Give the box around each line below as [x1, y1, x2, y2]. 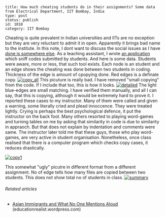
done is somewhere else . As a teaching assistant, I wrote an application [5, 51, 150, 56]
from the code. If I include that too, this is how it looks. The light [5, 82, 157, 88]
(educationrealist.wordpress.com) [12, 206, 81, 212]
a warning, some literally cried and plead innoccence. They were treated [5, 103, 152, 108]
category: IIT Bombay [5, 26, 50, 31]
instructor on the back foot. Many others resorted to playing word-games [5, 113, 154, 119]
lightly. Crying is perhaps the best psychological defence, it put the [5, 108, 141, 114]
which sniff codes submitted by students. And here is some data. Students [5, 56, 156, 62]
